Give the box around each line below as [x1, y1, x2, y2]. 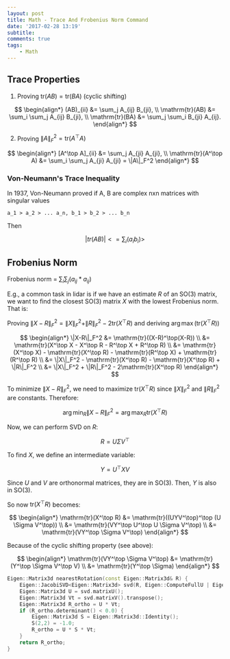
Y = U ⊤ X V [100, 464, 130, 474]
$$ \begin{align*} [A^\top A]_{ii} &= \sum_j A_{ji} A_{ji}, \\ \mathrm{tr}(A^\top [7, 149, 223, 158]
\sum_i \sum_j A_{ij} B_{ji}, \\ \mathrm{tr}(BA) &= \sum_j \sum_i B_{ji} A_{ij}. [9, 113, 221, 121]
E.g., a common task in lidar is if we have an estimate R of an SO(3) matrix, [7, 290, 218, 298]
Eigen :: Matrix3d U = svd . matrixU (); [19, 588, 125, 594]
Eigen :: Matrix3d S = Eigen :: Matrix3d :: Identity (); [31, 614, 179, 621]
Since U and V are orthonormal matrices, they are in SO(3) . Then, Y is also [7, 478, 217, 487]
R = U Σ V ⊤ [100, 437, 130, 446]
